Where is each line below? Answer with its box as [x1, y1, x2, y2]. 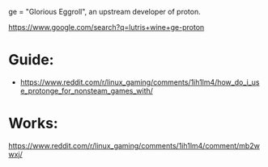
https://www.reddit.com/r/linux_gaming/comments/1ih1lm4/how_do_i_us [19, 77, 260, 87]
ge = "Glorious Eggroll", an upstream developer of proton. [8, 7, 201, 16]
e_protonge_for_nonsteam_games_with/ [19, 86, 154, 95]
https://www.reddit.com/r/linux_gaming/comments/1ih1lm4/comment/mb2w [8, 140, 261, 150]
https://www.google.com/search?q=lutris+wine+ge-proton [8, 23, 205, 31]
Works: [8, 115, 58, 132]
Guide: [8, 51, 54, 69]
